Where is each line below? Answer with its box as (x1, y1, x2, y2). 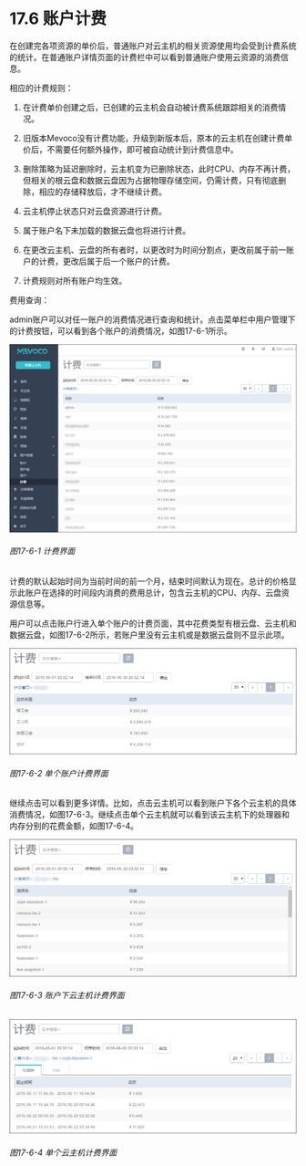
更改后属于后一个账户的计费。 (62, 255, 175, 266)
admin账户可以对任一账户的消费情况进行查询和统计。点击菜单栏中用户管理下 (9, 314, 296, 325)
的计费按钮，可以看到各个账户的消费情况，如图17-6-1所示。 (9, 325, 232, 336)
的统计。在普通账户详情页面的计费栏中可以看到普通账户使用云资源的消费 (9, 51, 280, 62)
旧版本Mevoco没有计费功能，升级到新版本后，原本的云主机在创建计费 (22, 132, 285, 143)
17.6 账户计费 (9, 8, 107, 29)
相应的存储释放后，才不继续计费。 (38, 186, 167, 197)
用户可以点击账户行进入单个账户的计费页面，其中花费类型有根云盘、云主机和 (9, 618, 297, 629)
